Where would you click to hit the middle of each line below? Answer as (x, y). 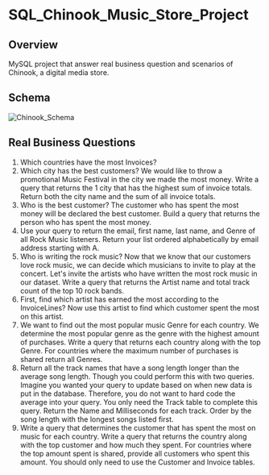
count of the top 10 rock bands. (72, 290)
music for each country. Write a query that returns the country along (133, 436)
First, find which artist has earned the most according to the (120, 299)
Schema (29, 98)
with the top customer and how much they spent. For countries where (136, 444)
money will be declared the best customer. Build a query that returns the (140, 213)
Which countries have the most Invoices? (88, 162)
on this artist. (42, 316)
